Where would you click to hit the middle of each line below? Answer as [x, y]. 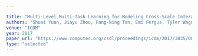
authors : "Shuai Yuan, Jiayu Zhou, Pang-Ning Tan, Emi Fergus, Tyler [93, 22]
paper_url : [19, 39]
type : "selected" [27, 44]
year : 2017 [19, 33]
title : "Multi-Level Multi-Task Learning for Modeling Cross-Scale [91, 17]
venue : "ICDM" [24, 28]
